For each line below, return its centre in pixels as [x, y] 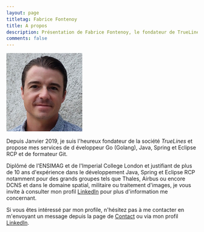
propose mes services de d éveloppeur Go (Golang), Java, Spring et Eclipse [101, 147]
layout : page [23, 13]
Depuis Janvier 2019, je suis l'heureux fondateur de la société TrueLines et [100, 141]
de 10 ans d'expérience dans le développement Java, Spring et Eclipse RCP [101, 172]
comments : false [27, 39]
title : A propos [27, 26]
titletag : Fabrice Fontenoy [42, 19]
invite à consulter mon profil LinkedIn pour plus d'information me [87, 191]
